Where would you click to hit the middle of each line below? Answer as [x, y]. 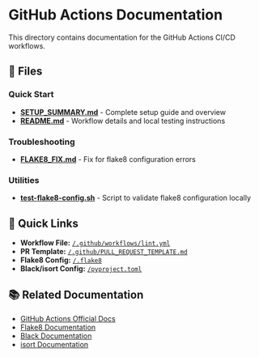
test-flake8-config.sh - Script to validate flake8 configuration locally [136, 198]
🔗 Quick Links [43, 223]
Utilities [24, 180]
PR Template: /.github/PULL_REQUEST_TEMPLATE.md [104, 252]
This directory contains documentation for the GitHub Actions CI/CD [122, 37]
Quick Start [31, 95]
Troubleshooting [42, 142]
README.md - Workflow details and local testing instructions [123, 121]
